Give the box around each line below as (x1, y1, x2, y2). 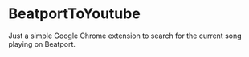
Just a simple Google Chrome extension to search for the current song (8, 31, 243, 40)
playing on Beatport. (8, 39, 76, 48)
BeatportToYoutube (8, 5, 141, 23)
